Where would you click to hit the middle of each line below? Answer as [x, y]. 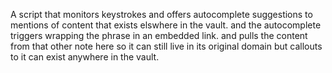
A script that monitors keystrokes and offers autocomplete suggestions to [161, 14]
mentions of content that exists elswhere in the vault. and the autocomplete [166, 25]
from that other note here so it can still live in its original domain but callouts [166, 46]
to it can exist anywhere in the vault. [85, 57]
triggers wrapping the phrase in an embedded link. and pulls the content [159, 35]
